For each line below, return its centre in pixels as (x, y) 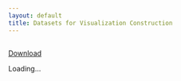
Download (25, 53)
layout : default (35, 15)
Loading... (25, 68)
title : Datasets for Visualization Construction (90, 23)
